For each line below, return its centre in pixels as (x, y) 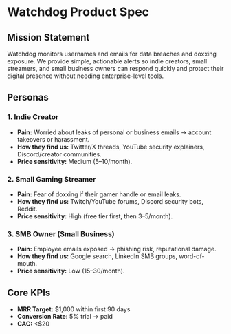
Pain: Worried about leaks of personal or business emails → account (114, 132)
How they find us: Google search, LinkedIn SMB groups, (97, 256)
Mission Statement (48, 38)
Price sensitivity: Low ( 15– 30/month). (71, 271)
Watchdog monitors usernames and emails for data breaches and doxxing (112, 54)
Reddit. (27, 209)
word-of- (191, 256)
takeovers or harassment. (53, 139)
